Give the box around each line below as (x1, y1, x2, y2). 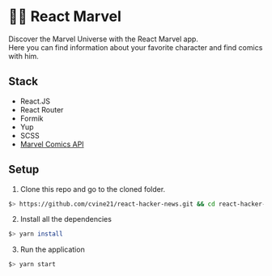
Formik (19, 113, 44, 123)
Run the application (19, 244, 85, 254)
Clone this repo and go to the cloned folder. (19, 184, 166, 193)
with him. (8, 51, 39, 61)
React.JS (19, 96, 51, 106)
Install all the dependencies (19, 214, 112, 224)
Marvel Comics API (19, 139, 84, 149)
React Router (19, 104, 64, 114)
